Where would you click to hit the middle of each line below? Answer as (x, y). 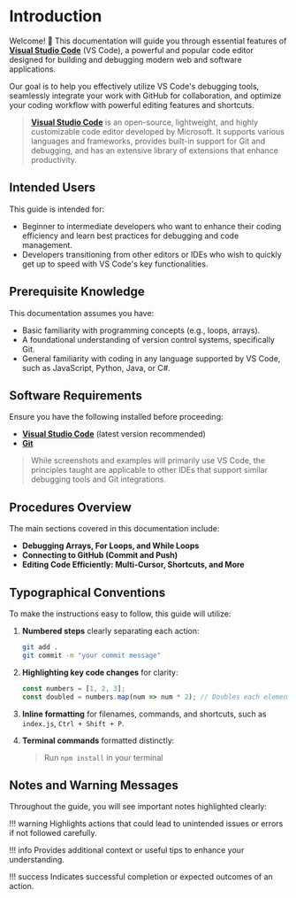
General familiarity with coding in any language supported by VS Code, (151, 358)
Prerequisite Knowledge (77, 292)
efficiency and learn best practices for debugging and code (130, 236)
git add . (40, 647)
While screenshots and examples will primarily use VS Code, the (148, 461)
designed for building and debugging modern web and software (125, 59)
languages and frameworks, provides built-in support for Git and (148, 141)
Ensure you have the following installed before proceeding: (116, 417)
